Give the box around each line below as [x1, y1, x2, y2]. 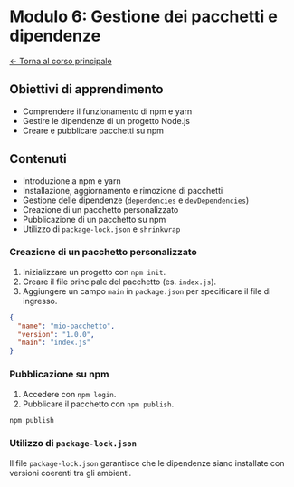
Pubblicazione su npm [9, 368, 109, 381]
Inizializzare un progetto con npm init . [22, 266, 166, 277]
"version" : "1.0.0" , [17, 329, 95, 339]
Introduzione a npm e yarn [22, 175, 121, 186]
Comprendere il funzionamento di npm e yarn [22, 106, 193, 117]
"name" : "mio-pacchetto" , [17, 321, 116, 330]
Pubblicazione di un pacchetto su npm [22, 214, 166, 224]
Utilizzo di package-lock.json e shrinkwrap [22, 224, 181, 234]
